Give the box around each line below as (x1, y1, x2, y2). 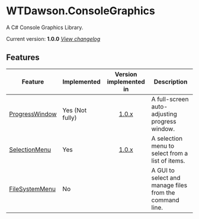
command (151, 196, 179, 204)
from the (151, 188, 175, 196)
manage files (151, 181, 188, 189)
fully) (62, 113, 77, 122)
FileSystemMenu (9, 185, 56, 193)
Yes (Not (62, 106, 87, 114)
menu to (151, 141, 175, 150)
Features (6, 52, 40, 63)
